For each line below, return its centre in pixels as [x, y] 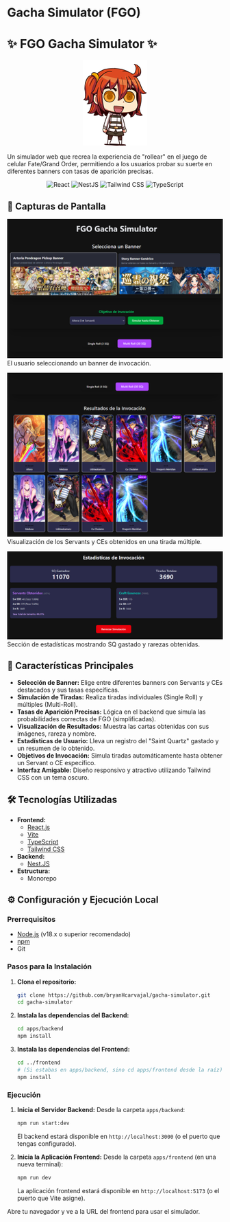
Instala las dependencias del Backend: [73, 1015]
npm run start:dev [43, 1123]
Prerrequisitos [31, 919]
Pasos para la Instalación [50, 966]
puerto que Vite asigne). [51, 1198]
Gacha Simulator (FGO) [74, 13]
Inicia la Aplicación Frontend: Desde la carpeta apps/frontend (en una [116, 1157]
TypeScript [43, 841]
